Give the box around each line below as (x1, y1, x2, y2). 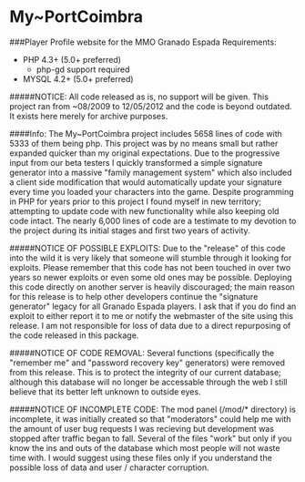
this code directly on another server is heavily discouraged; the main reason (9, 281, 296, 292)
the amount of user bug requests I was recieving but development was (9, 423, 275, 434)
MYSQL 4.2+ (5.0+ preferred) (22, 73, 134, 84)
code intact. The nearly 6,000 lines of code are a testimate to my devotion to (9, 215, 297, 226)
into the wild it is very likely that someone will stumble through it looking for (9, 252, 292, 263)
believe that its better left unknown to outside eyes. (9, 385, 202, 397)
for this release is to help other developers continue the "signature (9, 291, 259, 302)
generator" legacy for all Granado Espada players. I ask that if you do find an (9, 301, 297, 312)
